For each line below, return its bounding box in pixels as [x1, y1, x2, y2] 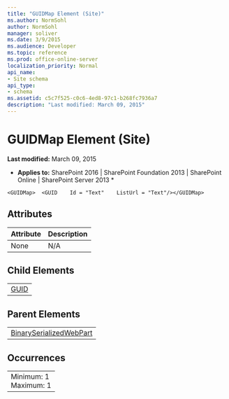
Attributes [7, 208, 52, 220]
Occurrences [7, 351, 66, 364]
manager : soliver [7, 29, 58, 37]
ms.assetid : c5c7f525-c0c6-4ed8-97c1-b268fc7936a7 [7, 95, 158, 102]
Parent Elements [7, 308, 80, 320]
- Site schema [7, 75, 49, 83]
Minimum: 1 [10, 372, 50, 381]
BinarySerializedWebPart [10, 328, 93, 338]
